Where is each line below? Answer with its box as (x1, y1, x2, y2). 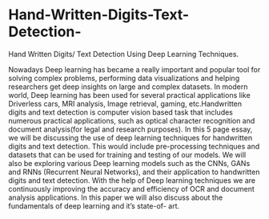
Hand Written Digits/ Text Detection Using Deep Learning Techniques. (8, 49, 239, 59)
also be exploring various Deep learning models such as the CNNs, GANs (8, 158, 251, 168)
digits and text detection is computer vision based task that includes (8, 107, 234, 117)
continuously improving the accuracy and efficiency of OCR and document (8, 184, 255, 193)
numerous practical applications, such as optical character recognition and (8, 116, 255, 125)
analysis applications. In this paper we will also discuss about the (8, 193, 223, 202)
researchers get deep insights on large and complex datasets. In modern (8, 82, 248, 91)
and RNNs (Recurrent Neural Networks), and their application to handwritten (8, 167, 260, 176)
